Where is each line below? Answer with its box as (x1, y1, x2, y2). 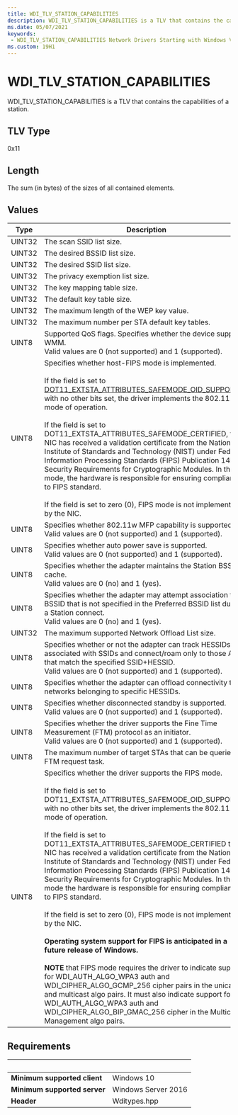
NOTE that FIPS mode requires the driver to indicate (44, 963, 217, 973)
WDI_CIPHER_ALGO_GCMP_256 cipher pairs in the (44, 980, 212, 990)
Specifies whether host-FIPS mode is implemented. (44, 358, 217, 368)
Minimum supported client (11, 1073, 103, 1083)
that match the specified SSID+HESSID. (44, 657, 176, 667)
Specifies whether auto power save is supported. (44, 540, 208, 550)
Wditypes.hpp (112, 1096, 159, 1106)
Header (11, 1096, 37, 1106)
